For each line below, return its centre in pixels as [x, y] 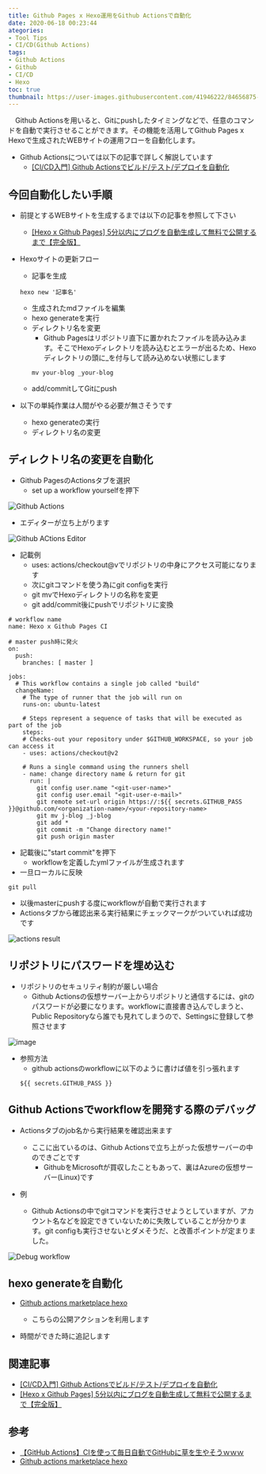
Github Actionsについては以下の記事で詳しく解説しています [116, 157]
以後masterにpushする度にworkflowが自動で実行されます [113, 903]
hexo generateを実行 [66, 318]
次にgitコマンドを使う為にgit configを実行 [100, 584]
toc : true [25, 89]
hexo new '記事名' [48, 292]
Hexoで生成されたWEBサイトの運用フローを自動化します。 [104, 141]
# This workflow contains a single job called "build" [108, 683]
